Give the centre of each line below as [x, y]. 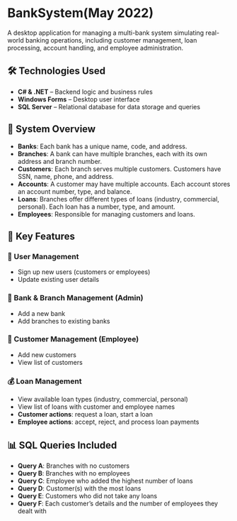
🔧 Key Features [41, 236]
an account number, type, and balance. [75, 191]
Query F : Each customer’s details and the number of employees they [117, 503]
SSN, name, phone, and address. [66, 176]
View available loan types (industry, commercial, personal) [103, 400]
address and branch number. [60, 161]
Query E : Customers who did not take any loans [87, 495]
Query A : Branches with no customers [73, 466]
